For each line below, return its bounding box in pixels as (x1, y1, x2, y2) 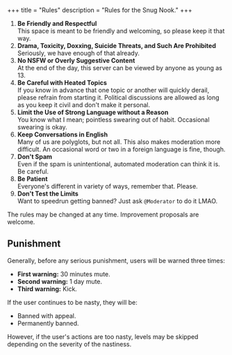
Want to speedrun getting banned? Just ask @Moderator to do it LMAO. (17, 197, 218, 205)
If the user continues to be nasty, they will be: (7, 298, 138, 306)
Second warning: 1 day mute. (17, 277, 103, 285)
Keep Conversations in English (17, 130, 108, 139)
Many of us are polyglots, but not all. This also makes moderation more (17, 138, 221, 145)
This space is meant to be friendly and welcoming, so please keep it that (17, 27, 225, 35)
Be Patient (17, 175, 48, 183)
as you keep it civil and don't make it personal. (17, 101, 151, 109)
